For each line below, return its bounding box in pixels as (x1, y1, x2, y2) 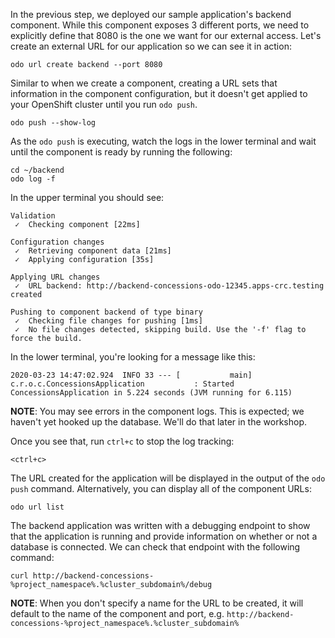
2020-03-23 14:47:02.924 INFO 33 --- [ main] (10, 370, 253, 380)
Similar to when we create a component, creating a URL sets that (10, 77, 278, 89)
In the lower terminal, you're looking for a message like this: (10, 351, 256, 363)
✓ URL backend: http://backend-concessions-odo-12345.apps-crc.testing (14, 281, 325, 291)
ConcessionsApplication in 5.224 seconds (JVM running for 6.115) (10, 388, 293, 398)
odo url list (10, 502, 65, 512)
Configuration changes (10, 237, 105, 247)
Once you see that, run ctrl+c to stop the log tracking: (10, 435, 235, 447)
